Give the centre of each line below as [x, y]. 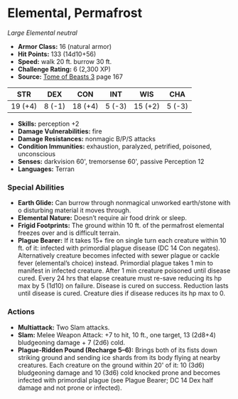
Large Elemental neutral [43, 33]
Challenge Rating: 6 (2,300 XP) [64, 69]
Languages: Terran [46, 169]
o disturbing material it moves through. [74, 210]
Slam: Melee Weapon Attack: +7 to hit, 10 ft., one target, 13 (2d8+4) [117, 334]
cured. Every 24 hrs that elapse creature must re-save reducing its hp [120, 278]
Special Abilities [36, 187]
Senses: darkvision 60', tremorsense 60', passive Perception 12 [111, 161]
